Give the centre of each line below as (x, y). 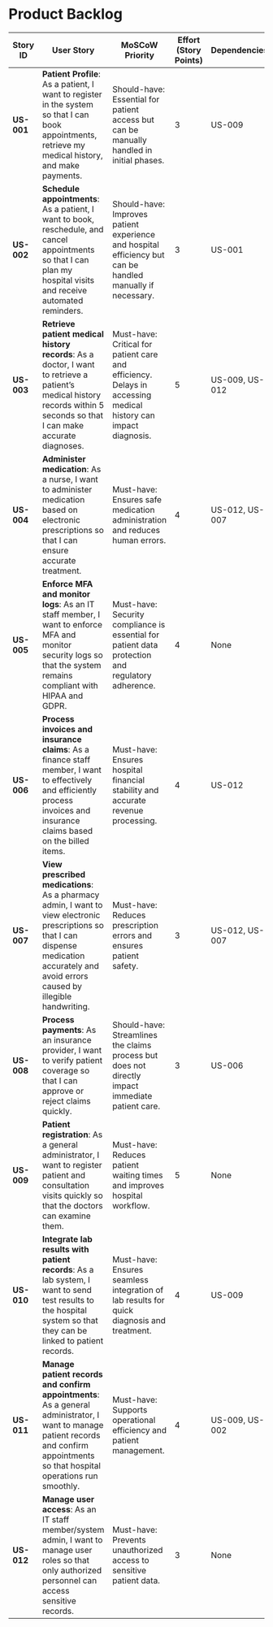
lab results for (139, 1299)
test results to (68, 1299)
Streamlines (135, 1035)
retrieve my (63, 145)
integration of (138, 1290)
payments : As (69, 1030)
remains (57, 675)
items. (54, 851)
